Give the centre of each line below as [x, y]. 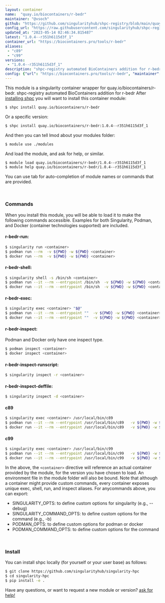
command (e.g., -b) [32, 519]
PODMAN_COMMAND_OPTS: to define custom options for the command [85, 529]
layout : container [24, 10]
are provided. [19, 182]
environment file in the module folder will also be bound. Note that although [82, 478]
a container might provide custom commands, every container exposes [77, 483]
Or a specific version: [27, 117]
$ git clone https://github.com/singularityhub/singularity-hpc [72, 571]
